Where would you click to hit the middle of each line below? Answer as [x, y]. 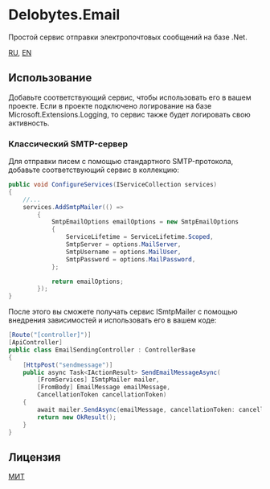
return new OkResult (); [77, 417]
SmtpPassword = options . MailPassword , [131, 259]
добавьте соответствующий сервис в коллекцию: [94, 170]
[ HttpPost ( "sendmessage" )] [68, 365]
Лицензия [35, 457]
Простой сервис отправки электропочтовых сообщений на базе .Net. [128, 37]
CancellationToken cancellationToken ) [102, 395]
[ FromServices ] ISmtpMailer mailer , [98, 380]
